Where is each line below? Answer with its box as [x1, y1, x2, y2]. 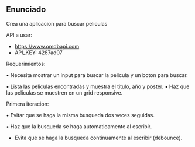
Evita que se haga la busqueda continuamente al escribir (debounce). [14, 134, 183, 141]
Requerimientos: [6, 60, 46, 67]
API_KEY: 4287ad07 [14, 49, 63, 56]
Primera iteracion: [6, 100, 49, 107]
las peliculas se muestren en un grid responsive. [6, 89, 123, 96]
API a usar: [6, 32, 32, 38]
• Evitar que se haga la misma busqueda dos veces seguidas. [6, 111, 155, 118]
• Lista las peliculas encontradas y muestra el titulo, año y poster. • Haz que [6, 83, 190, 90]
